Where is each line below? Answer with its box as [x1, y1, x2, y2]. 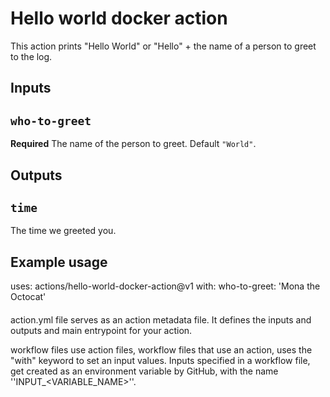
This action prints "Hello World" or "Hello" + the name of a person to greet [10, 40, 317, 52]
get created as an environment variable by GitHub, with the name [10, 365, 279, 377]
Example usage [10, 253, 108, 271]
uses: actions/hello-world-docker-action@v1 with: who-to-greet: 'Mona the [10, 280, 321, 292]
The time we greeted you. [10, 225, 117, 237]
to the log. [10, 50, 53, 62]
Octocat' [10, 291, 47, 303]
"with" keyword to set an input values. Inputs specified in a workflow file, [10, 354, 311, 366]
